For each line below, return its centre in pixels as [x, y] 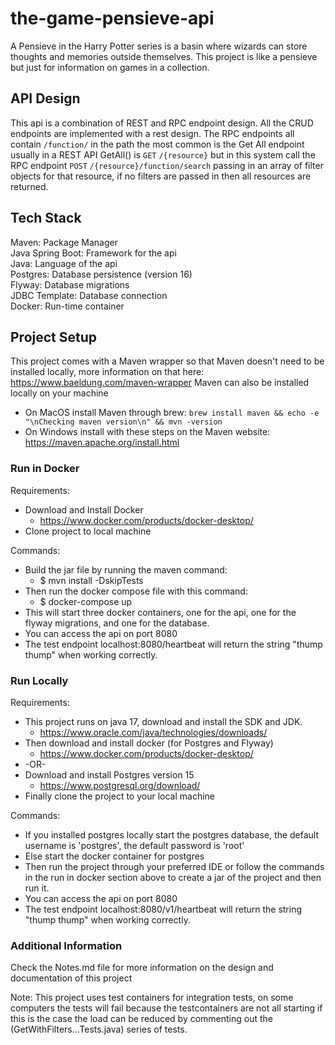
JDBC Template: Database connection [89, 295]
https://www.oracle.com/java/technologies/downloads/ [153, 732]
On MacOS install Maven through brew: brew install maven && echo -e [172, 413]
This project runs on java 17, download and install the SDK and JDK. [163, 721]
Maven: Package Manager [64, 242]
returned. [29, 186]
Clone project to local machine [88, 531]
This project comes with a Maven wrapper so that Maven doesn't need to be [167, 361]
